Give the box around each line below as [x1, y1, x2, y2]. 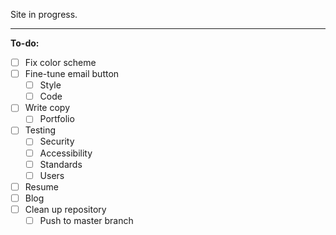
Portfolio [39, 113, 75, 125]
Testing [24, 124, 57, 136]
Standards [39, 158, 83, 170]
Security [39, 135, 75, 148]
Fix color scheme [24, 57, 97, 68]
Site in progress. [10, 9, 78, 20]
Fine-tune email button [24, 68, 120, 80]
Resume [24, 180, 59, 193]
